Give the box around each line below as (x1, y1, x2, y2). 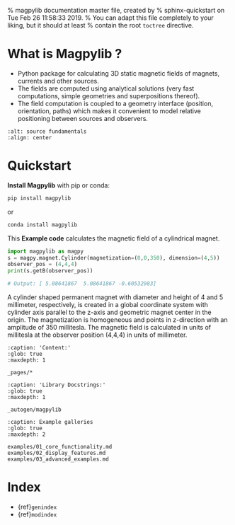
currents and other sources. (17, 76, 99, 85)
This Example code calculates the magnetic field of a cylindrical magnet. (7, 233, 220, 243)
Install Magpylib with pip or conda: (7, 180, 110, 190)
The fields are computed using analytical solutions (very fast (17, 84, 195, 93)
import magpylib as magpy (7, 248, 84, 255)
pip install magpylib (7, 195, 71, 202)
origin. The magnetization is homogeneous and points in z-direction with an (7, 316, 228, 324)
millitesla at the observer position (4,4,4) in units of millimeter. (7, 330, 188, 339)
